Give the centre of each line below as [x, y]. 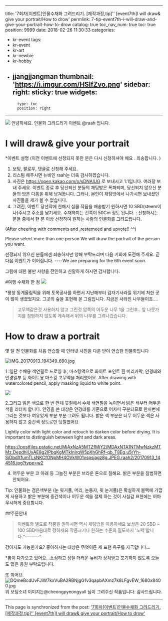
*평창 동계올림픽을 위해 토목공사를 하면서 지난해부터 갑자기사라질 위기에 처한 [80, 292]
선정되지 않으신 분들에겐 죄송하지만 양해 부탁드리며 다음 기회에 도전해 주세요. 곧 [82, 254]
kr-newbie [23, 55]
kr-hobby [22, 61]
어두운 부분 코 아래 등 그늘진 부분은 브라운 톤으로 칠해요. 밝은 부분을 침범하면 [87, 473]
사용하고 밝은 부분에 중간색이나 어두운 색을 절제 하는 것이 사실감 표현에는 [81, 496]
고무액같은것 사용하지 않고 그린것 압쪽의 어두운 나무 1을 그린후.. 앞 [81, 309]
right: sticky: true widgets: [55, 93]
